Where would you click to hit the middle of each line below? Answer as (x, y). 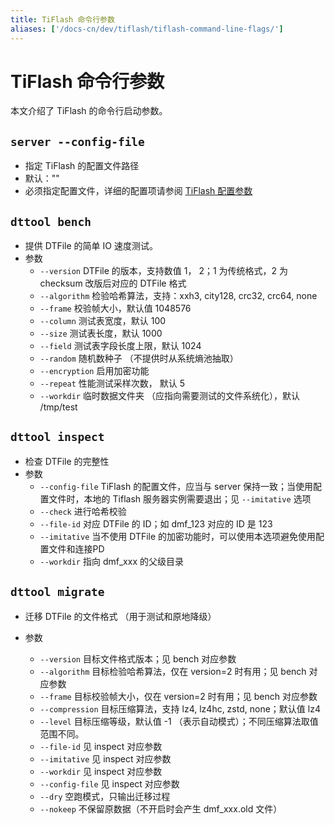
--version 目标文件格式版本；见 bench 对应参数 (138, 658)
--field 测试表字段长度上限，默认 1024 (120, 346)
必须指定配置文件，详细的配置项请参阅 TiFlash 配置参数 (138, 191)
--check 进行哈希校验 (83, 511)
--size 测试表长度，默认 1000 (101, 333)
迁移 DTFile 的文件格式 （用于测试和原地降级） (120, 616)
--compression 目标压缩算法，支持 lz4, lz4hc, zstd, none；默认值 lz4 (180, 708)
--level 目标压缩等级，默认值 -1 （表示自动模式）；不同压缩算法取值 (179, 721)
